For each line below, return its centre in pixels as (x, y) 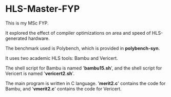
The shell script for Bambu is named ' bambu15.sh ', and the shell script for (84, 68)
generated (16, 38)
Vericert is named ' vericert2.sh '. (40, 73)
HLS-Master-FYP (43, 9)
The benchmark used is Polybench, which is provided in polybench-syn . (83, 48)
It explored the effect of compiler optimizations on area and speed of (78, 33)
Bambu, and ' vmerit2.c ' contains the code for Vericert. (63, 89)
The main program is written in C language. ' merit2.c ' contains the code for (85, 83)
